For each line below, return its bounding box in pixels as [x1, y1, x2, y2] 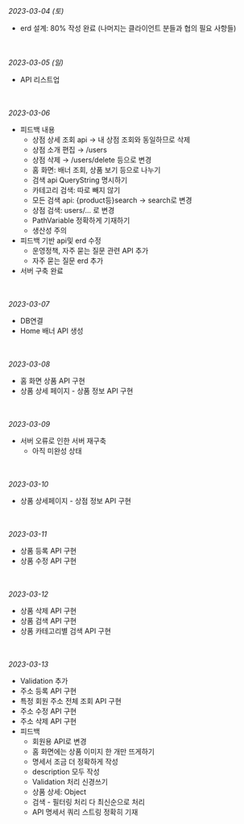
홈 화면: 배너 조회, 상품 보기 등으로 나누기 [31, 165, 161, 174]
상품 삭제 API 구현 [19, 606, 77, 615]
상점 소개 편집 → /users [31, 145, 107, 154]
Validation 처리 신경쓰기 [31, 777, 109, 786]
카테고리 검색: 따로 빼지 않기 [31, 186, 121, 194]
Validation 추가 [19, 676, 68, 685]
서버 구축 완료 [19, 266, 64, 275]
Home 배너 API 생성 [19, 326, 84, 336]
